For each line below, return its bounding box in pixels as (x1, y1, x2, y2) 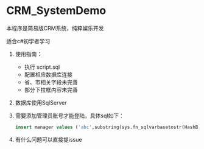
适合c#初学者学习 (6, 37, 51, 44)
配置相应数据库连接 (24, 71, 73, 78)
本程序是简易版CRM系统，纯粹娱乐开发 (6, 24, 104, 32)
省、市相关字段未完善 (24, 78, 78, 86)
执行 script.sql (24, 63, 60, 71)
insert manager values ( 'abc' (15, 124, 93, 130)
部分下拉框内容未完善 (24, 86, 78, 93)
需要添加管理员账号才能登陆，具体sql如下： (15, 112, 125, 119)
